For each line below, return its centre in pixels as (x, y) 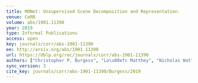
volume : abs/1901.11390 (35, 22)
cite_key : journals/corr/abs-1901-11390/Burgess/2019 (74, 71)
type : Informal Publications (42, 33)
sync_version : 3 (26, 66)
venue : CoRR (21, 17)
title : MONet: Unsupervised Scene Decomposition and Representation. (93, 11)
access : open (22, 39)
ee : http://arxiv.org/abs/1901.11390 (52, 50)
